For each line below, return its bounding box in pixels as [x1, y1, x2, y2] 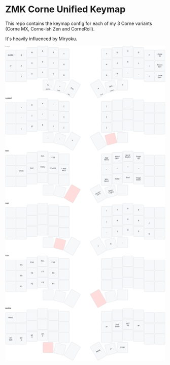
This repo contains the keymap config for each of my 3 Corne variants [5, 20, 152, 26]
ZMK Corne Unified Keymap [5, 4, 126, 15]
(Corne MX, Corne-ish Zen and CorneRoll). [5, 25, 95, 32]
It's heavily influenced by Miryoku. [5, 36, 78, 42]
